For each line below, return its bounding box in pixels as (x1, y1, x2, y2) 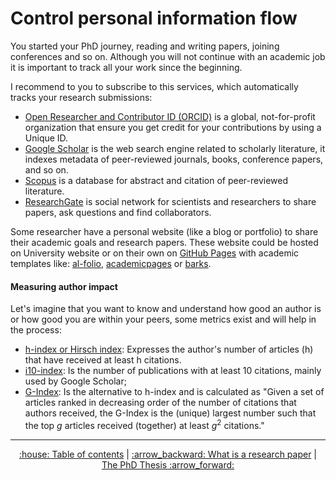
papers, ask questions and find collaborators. (24, 206, 212, 218)
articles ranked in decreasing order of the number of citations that (24, 397, 297, 409)
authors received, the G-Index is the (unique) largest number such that (24, 407, 317, 419)
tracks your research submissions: (10, 91, 153, 103)
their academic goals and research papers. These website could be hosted (10, 236, 319, 248)
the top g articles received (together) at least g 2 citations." (24, 418, 265, 431)
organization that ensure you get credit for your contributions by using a (24, 121, 322, 133)
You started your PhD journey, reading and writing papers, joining (10, 40, 280, 52)
